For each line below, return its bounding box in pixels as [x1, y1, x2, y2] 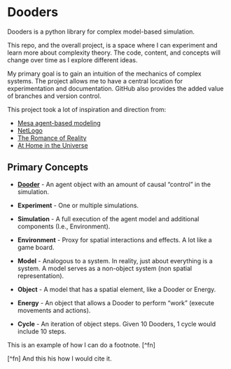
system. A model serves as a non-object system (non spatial [17, 264, 192, 272]
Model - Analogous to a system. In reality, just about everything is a [17, 256, 213, 265]
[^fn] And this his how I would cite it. [7, 354, 112, 363]
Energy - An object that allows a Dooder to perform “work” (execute [17, 298, 215, 307]
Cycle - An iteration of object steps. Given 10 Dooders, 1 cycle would [17, 319, 216, 328]
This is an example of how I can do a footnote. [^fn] [7, 340, 156, 349]
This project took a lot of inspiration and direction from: [7, 105, 167, 113]
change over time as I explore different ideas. [7, 55, 138, 64]
